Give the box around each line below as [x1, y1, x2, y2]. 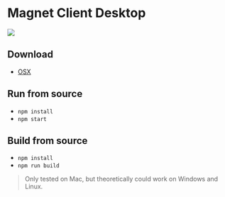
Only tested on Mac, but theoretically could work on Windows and [24, 175, 219, 184]
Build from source [7, 135, 88, 147]
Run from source [7, 88, 83, 100]
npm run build [17, 162, 60, 169]
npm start [17, 116, 48, 123]
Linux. [24, 182, 43, 191]
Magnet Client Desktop [7, 5, 146, 21]
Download [7, 48, 53, 61]
